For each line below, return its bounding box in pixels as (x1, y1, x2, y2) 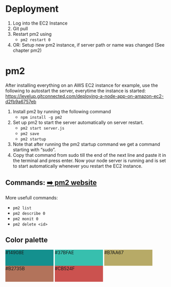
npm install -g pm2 (20, 115, 63, 120)
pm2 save (20, 131, 40, 136)
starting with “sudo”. (12, 147, 56, 153)
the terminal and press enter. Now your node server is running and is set (12, 157, 166, 163)
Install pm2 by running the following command (12, 108, 111, 114)
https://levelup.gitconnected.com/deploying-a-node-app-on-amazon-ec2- (5, 93, 164, 99)
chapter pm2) (12, 47, 42, 53)
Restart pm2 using (12, 31, 52, 37)
